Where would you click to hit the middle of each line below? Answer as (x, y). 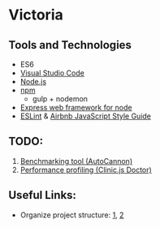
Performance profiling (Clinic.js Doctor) (86, 170)
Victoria (36, 15)
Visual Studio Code (52, 73)
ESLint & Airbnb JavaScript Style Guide (86, 116)
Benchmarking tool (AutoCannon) (76, 161)
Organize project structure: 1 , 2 (72, 215)
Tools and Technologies (70, 45)
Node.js (33, 82)
